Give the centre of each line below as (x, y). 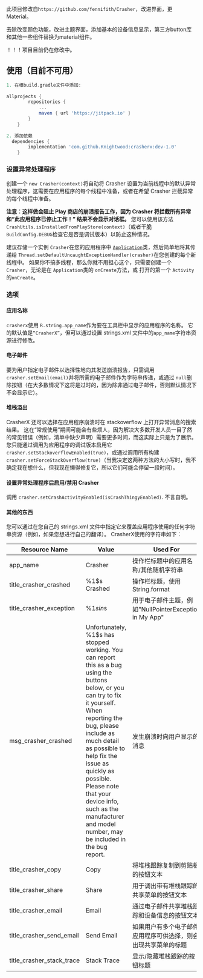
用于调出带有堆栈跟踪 (163, 886)
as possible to (105, 748)
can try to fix (104, 696)
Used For (166, 550)
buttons (96, 680)
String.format (151, 590)
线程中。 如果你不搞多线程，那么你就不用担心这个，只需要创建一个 (89, 262)
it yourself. (101, 703)
